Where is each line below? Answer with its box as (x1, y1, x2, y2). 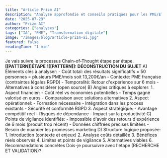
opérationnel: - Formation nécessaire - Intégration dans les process (5, 100, 144, 106)
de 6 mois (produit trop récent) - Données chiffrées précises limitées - (5, 121, 149, 127)
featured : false (5, 40, 39, 45)
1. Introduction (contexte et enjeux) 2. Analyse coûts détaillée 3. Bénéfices (5, 132, 158, 138)
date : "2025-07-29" (5, 16, 46, 21)
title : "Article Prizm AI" (5, 7, 61, 12)
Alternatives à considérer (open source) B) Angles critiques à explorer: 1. (5, 84, 154, 90)
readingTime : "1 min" (5, 44, 50, 49)
